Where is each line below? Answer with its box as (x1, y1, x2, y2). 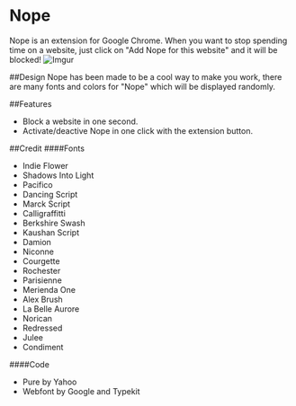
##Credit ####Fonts (9, 143, 85, 154)
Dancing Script (22, 189, 78, 199)
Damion (22, 236, 52, 247)
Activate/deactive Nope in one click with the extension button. (22, 125, 254, 136)
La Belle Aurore (22, 303, 80, 314)
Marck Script (22, 199, 70, 209)
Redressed (22, 322, 63, 333)
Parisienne (22, 275, 63, 286)
